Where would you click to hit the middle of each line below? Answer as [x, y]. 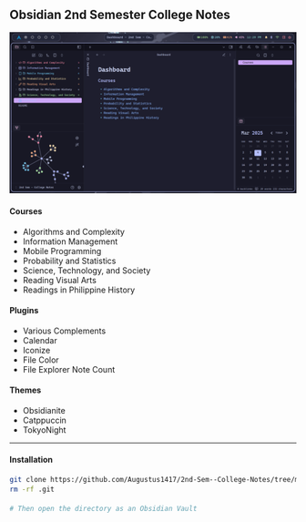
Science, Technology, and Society [87, 270]
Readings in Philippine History [79, 290]
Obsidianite [44, 410]
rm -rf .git [32, 489]
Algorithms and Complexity [74, 231]
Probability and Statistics [69, 261]
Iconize [36, 350]
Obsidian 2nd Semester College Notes [120, 15]
